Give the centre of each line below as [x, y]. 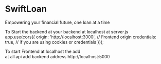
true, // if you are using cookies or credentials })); [54, 42]
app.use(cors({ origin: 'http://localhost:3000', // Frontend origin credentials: [81, 37]
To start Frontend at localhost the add [43, 51]
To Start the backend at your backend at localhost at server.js [67, 32]
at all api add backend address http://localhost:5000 [58, 56]
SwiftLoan [26, 9]
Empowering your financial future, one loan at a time [58, 22]
